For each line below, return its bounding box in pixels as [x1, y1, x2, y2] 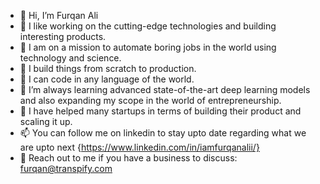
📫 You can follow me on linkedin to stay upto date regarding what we [19, 127, 307, 139]
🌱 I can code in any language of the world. [19, 73, 195, 85]
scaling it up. [19, 116, 73, 127]
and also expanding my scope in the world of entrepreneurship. [19, 95, 282, 106]
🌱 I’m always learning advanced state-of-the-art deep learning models [19, 84, 311, 95]
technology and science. [19, 52, 122, 64]
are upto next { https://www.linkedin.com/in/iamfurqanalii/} [19, 141, 260, 153]
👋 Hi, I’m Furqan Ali [19, 10, 99, 21]
